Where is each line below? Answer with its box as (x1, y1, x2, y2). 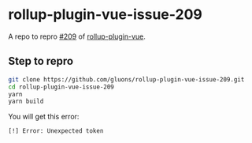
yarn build (8, 97, 44, 106)
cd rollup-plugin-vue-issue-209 (8, 83, 114, 91)
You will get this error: (8, 112, 80, 122)
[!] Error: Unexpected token (8, 127, 104, 135)
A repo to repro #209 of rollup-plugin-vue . (8, 32, 146, 41)
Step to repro (8, 55, 73, 68)
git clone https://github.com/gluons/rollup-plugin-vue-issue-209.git (8, 75, 245, 84)
